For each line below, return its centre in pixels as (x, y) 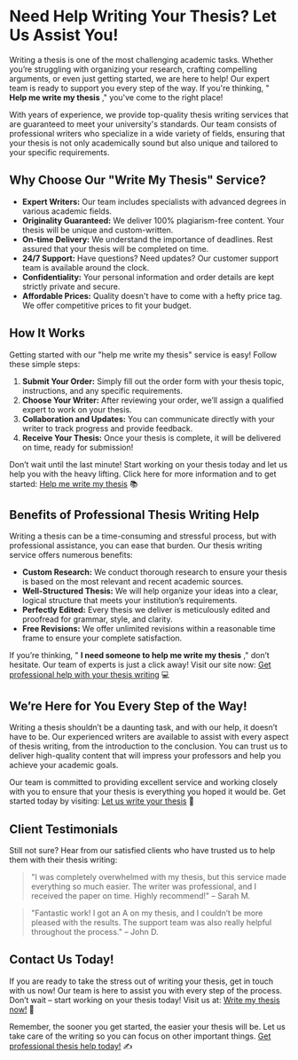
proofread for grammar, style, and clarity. (97, 619)
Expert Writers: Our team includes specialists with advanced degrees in (154, 201)
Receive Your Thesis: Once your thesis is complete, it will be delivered (151, 437)
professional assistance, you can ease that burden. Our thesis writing (136, 546)
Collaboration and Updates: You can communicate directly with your (148, 419)
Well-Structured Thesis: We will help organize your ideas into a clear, (150, 591)
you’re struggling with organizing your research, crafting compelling (133, 69)
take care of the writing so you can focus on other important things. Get (140, 1036)
